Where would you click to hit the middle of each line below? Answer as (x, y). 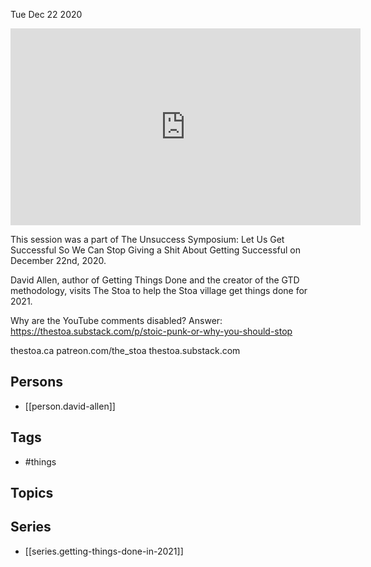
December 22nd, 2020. (58, 260)
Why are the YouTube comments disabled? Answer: (116, 320)
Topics (32, 493)
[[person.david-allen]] (70, 406)
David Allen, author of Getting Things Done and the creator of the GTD (155, 280)
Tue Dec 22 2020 (46, 14)
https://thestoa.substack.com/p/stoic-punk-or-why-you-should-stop (151, 331)
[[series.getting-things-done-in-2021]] (104, 551)
